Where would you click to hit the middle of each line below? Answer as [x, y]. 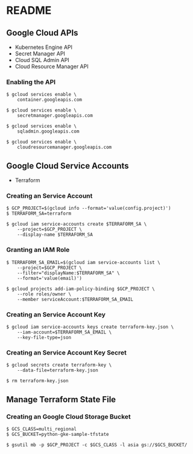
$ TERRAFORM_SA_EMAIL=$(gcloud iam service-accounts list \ [84, 262]
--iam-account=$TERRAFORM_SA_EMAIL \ [65, 332]
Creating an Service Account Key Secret [66, 352]
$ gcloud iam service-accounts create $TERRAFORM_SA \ [77, 224]
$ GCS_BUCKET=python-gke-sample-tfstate [58, 434]
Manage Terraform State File [61, 399]
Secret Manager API [40, 54]
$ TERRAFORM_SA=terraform [39, 214]
